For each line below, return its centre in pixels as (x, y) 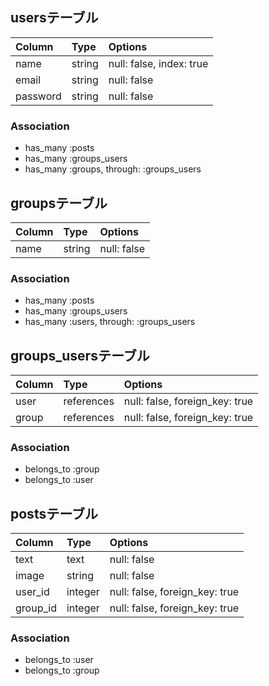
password (38, 96)
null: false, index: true (158, 63)
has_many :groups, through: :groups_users (113, 169)
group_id (36, 608)
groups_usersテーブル (80, 355)
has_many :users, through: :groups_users (110, 322)
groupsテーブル (59, 203)
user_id (32, 592)
